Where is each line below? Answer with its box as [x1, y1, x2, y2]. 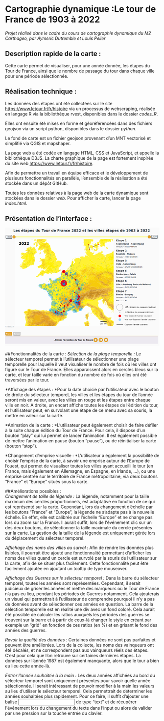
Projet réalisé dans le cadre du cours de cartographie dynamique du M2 [5, 30, 151, 36]
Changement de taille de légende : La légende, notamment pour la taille [5, 493, 149, 499]
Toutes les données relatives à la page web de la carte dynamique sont [5, 190, 148, 196]
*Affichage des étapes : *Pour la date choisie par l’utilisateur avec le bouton [5, 387, 159, 393]
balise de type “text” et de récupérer [5, 699, 137, 705]
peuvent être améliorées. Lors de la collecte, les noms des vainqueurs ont [5, 642, 154, 648]
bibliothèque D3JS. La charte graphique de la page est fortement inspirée [5, 155, 154, 161]
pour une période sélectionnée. [5, 73, 69, 79]
